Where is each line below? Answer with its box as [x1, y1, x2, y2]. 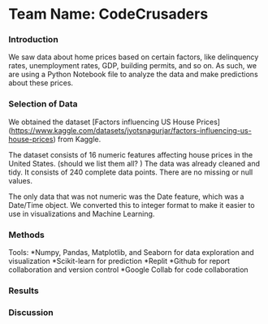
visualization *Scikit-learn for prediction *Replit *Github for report [8, 257, 230, 266]
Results [8, 285, 39, 296]
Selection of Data [8, 98, 79, 110]
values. [8, 175, 32, 185]
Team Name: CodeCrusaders [8, 5, 209, 24]
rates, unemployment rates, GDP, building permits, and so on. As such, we [8, 61, 257, 71]
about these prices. [8, 78, 74, 88]
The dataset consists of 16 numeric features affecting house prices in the [8, 149, 253, 159]
